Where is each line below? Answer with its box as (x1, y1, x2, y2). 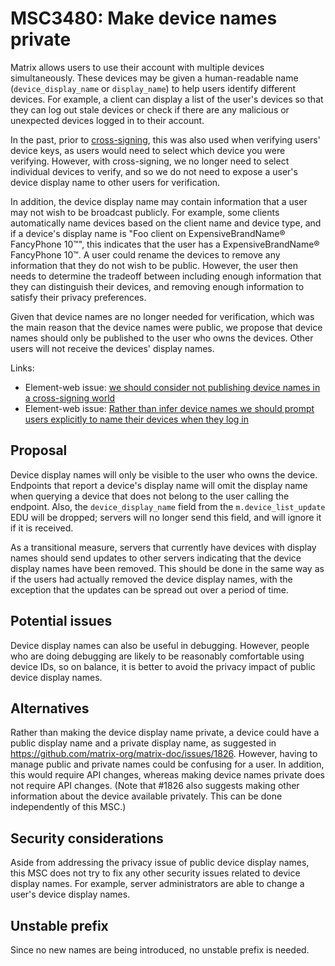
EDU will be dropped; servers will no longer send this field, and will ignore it (10, 511, 322, 523)
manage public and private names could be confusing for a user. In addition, (10, 758, 325, 771)
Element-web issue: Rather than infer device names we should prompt (24, 402, 315, 414)
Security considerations (10, 830, 164, 847)
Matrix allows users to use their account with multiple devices (10, 61, 265, 73)
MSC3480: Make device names (10, 7, 278, 30)
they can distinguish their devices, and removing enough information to (10, 280, 305, 292)
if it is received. (10, 522, 74, 534)
